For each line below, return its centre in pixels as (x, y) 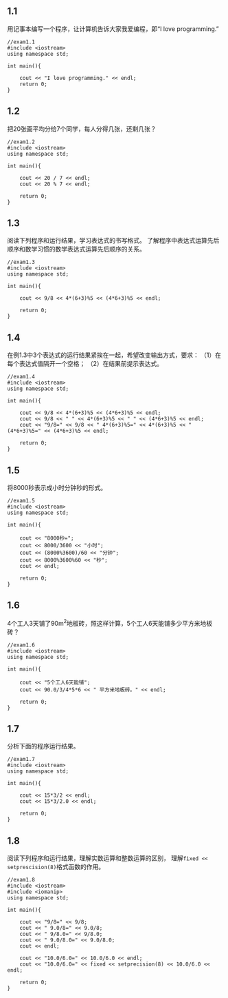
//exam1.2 (21, 142)
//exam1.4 (21, 377)
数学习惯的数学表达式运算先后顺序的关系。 (85, 249)
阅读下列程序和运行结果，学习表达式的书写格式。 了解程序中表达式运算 (107, 241)
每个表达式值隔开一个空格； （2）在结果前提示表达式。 (85, 364)
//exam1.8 (21, 880)
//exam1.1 (21, 42)
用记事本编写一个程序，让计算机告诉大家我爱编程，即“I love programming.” (113, 29)
